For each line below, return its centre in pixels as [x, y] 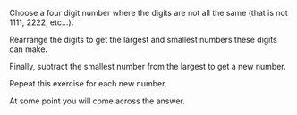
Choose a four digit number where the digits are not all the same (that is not [148, 13]
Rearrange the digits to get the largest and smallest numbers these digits [143, 40]
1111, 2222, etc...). [42, 22]
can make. [28, 49]
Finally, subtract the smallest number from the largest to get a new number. [148, 66]
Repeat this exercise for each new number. [88, 83]
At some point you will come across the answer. [98, 101]
